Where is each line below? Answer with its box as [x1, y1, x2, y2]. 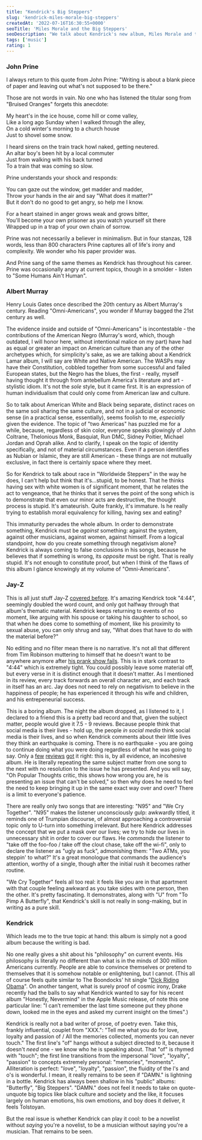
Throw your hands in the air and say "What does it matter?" [6, 192, 153, 200]
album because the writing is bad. [6, 939, 90, 946]
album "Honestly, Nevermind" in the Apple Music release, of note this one [6, 996, 189, 1003]
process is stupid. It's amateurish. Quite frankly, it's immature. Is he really [6, 502, 188, 510]
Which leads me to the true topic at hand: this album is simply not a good [6, 933, 187, 940]
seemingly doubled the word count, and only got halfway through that [6, 601, 179, 608]
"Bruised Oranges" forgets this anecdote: [6, 101, 109, 108]
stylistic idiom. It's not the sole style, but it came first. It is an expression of [6, 383, 191, 390]
